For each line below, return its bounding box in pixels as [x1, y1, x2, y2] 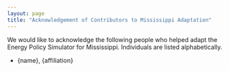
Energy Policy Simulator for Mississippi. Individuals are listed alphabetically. [7, 43, 223, 51]
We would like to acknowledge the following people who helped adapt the [7, 35, 218, 43]
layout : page [7, 10, 45, 17]
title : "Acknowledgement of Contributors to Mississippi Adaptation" [7, 17, 212, 23]
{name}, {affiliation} [17, 56, 74, 64]
